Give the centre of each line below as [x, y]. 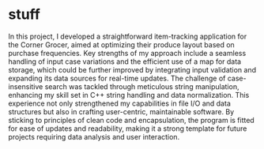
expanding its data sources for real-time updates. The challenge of [117, 78]
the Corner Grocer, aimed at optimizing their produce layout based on [121, 44]
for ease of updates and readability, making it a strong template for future [128, 129]
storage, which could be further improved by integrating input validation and [132, 69]
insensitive [26, 86]
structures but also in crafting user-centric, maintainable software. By [121, 111]
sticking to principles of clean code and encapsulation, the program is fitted [131, 120]
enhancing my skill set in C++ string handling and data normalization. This [129, 95]
